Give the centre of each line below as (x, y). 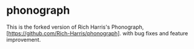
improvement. (24, 39)
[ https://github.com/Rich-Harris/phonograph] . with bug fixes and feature (97, 33)
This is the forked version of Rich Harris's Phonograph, (75, 27)
